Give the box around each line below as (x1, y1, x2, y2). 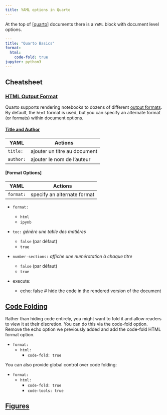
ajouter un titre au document (31, 147, 98, 154)
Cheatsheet (5, 78, 43, 87)
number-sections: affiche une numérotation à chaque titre (12, 253, 132, 259)
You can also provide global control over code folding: (5, 361, 117, 367)
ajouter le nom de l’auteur (31, 156, 91, 163)
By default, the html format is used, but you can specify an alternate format (5, 110, 160, 116)
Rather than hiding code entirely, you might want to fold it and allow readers (5, 315, 162, 321)
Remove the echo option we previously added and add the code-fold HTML (5, 326, 161, 332)
